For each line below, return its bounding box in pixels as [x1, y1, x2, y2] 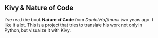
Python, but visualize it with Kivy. [4, 27, 71, 33]
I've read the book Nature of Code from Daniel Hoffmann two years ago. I [4, 17, 153, 22]
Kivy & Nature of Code [4, 4, 74, 12]
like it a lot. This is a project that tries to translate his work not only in [4, 22, 142, 28]
